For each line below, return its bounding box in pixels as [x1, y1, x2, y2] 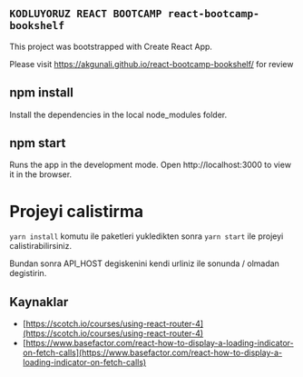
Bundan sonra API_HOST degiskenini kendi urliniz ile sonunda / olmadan [9, 258, 279, 269]
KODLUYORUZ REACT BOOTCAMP [9, 7, 162, 21]
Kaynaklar [9, 294, 69, 310]
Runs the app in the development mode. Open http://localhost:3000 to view [9, 159, 292, 171]
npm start [9, 135, 66, 151]
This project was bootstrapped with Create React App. [9, 41, 213, 52]
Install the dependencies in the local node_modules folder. [9, 109, 228, 120]
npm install [9, 85, 74, 101]
